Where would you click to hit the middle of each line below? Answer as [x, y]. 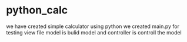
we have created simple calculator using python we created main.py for [93, 26]
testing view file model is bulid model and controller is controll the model [94, 32]
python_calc [37, 10]
